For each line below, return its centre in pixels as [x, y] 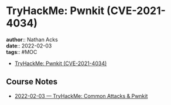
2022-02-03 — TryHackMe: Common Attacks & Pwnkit [81, 96]
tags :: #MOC [22, 52]
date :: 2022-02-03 [29, 46]
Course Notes [32, 82]
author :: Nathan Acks [32, 39]
